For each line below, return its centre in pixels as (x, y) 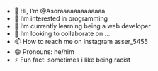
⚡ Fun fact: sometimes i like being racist (72, 60)
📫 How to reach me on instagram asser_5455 (81, 42)
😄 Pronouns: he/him (44, 52)
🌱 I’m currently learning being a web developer (82, 26)
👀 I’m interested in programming (61, 18)
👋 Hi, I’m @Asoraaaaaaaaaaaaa (60, 11)
